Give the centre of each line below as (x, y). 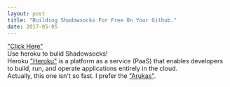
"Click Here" (25, 47)
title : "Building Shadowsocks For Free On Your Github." (92, 20)
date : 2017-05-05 (33, 26)
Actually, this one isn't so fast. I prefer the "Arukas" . (82, 76)
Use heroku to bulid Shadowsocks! (57, 54)
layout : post (26, 14)
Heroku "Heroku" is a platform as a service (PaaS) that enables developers (115, 61)
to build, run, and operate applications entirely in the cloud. (93, 69)
